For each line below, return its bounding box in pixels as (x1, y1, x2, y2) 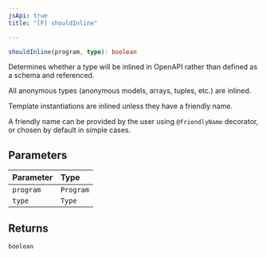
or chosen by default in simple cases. (8, 125, 131, 135)
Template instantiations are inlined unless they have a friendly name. (8, 101, 233, 111)
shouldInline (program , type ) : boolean (8, 48, 137, 56)
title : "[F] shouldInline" (8, 19, 98, 27)
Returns (8, 221, 49, 235)
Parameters (8, 148, 68, 162)
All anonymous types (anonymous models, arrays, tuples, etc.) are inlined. (8, 86, 252, 95)
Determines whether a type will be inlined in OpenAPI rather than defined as (8, 62, 258, 72)
